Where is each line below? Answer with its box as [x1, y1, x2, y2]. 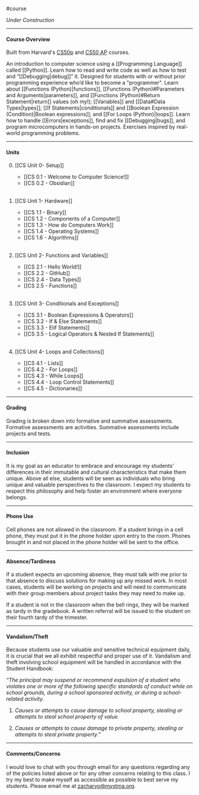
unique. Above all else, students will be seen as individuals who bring [6, 474, 175, 482]
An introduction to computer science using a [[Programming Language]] [6, 60, 182, 68]
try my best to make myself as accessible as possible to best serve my [6, 776, 179, 783]
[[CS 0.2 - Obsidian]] [23, 180, 75, 187]
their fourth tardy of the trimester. [6, 614, 88, 621]
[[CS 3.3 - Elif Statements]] [23, 324, 90, 331]
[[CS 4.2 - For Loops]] [23, 366, 78, 373]
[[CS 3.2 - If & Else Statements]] [23, 318, 102, 325]
